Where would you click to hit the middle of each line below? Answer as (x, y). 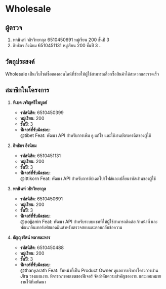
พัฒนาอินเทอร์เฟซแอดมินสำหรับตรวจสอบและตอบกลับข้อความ (71, 227)
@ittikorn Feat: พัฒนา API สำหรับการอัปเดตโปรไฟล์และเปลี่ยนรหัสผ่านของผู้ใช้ (88, 178)
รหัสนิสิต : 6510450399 (42, 113)
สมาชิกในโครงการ (27, 90)
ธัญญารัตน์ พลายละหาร (31, 237)
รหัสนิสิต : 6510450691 (41, 199)
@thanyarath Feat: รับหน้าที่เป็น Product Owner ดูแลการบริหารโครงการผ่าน (89, 270)
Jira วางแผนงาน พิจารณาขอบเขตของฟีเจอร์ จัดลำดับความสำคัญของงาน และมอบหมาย (91, 276)
